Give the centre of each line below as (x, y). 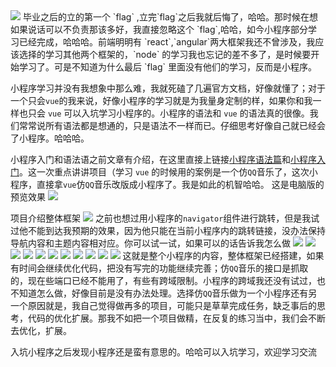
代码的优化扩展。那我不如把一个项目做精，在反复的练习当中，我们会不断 (176, 318)
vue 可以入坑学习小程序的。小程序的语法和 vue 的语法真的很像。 (178, 113)
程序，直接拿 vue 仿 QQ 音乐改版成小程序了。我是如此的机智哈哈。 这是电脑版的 (167, 184)
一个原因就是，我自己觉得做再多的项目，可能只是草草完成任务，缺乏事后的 (163, 305)
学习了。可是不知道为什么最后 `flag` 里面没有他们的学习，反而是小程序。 (167, 67)
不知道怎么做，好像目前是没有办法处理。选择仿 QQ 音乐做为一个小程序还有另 (164, 293)
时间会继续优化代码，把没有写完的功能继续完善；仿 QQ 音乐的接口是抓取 (163, 268)
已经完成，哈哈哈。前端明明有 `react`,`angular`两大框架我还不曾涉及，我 (167, 42)
